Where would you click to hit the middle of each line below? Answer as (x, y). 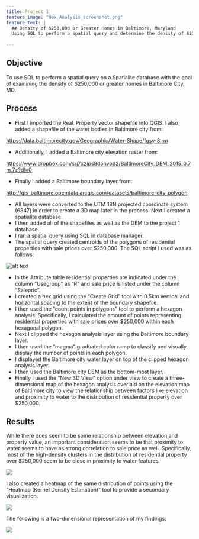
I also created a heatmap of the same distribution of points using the (89, 483)
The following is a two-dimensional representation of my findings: (86, 519)
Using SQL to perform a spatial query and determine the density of (98, 34)
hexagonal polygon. (39, 327)
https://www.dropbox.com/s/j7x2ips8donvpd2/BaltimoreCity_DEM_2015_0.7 (99, 163)
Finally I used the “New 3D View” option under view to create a (92, 378)
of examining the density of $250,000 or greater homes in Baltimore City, (95, 83)
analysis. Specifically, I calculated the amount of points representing (98, 315)
